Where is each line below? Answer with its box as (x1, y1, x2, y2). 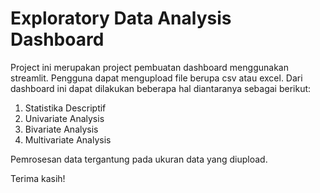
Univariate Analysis (24, 112, 105, 124)
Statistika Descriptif (24, 102, 107, 114)
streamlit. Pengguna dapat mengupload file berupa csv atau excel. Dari (10, 72, 303, 84)
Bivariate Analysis (24, 123, 99, 135)
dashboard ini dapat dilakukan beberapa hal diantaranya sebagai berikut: (10, 82, 312, 94)
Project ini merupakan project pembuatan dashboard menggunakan (10, 61, 289, 73)
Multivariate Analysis (24, 133, 112, 146)
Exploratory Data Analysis (10, 7, 232, 30)
